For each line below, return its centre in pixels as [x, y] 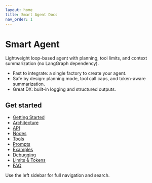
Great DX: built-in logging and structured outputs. [64, 89]
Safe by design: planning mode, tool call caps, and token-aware [79, 79]
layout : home [19, 10]
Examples [23, 150]
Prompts [21, 144]
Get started [24, 105]
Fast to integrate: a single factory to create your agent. [69, 73]
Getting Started [28, 117]
